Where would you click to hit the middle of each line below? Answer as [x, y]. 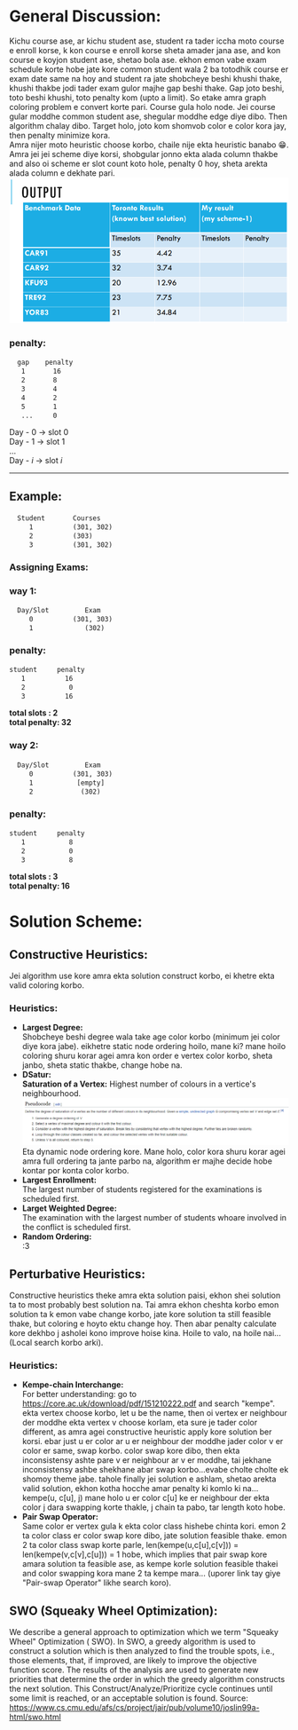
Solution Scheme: [76, 922]
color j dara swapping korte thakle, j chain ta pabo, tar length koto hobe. [153, 1507]
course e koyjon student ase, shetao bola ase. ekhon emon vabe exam [138, 59]
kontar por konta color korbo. [75, 1171]
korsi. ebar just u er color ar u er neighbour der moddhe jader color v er [153, 1442]
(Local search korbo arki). [56, 1342]
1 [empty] [67, 783]
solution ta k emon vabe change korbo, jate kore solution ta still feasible [140, 1314]
